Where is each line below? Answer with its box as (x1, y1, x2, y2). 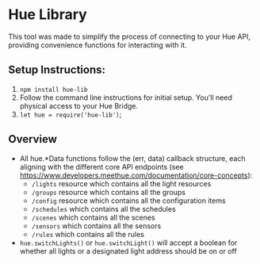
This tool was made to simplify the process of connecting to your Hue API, (8, 32, 251, 41)
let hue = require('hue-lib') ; (19, 109, 122, 119)
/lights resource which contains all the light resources (31, 178, 212, 188)
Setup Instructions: (8, 63, 105, 77)
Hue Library (8, 6, 87, 24)
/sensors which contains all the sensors (31, 220, 162, 231)
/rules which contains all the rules (31, 229, 145, 239)
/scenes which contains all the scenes (31, 212, 156, 222)
